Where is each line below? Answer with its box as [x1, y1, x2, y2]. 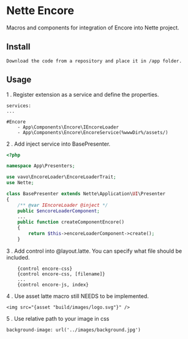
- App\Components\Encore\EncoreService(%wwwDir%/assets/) [17, 129, 168, 135]
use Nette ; [6, 180, 34, 186]
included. [6, 253, 30, 261]
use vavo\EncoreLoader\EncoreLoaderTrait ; [6, 174, 116, 181]
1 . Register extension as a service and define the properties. [6, 91, 159, 98]
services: [6, 102, 32, 109]
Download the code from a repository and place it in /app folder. [6, 58, 182, 64]
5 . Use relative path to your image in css [6, 315, 110, 322]
